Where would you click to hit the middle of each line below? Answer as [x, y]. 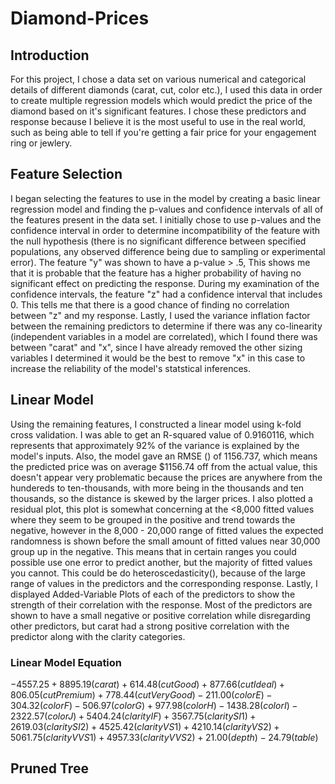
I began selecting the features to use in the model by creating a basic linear [165, 198]
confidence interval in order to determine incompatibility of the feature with [165, 230]
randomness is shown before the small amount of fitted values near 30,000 [165, 541]
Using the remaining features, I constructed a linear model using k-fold [156, 424]
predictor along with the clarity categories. [98, 636]
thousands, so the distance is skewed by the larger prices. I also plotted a [161, 498]
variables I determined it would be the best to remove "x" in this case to [158, 358]
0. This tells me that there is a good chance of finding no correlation [150, 304]
